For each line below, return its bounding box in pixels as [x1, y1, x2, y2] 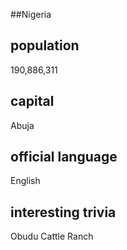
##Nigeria [10, 9, 52, 20]
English [10, 175, 41, 187]
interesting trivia [10, 204, 117, 221]
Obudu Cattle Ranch [10, 230, 94, 243]
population [10, 37, 80, 54]
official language [10, 149, 118, 166]
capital [10, 93, 55, 110]
